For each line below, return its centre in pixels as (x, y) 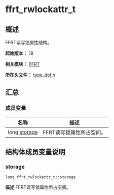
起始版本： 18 (20, 53)
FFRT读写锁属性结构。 (29, 42)
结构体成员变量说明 (35, 152)
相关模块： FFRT (23, 64)
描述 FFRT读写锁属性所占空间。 (38, 187)
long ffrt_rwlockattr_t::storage (41, 177)
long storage (23, 132)
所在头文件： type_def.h (30, 75)
